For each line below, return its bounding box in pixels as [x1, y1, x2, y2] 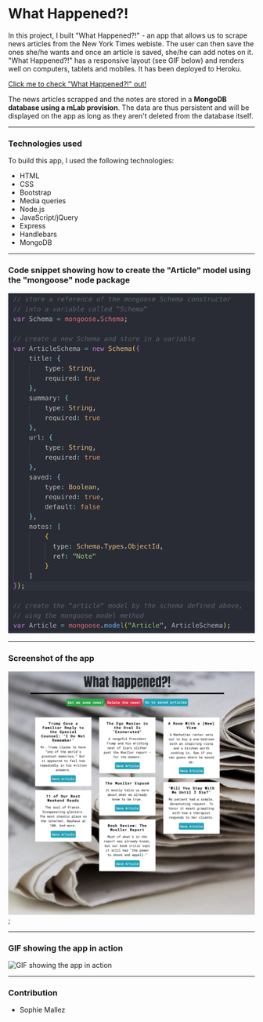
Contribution [8, 987, 58, 998]
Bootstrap [19, 188, 52, 197]
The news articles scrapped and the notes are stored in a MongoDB [8, 94, 227, 104]
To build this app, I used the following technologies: [8, 156, 175, 166]
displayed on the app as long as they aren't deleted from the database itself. [8, 111, 254, 120]
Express [19, 221, 46, 231]
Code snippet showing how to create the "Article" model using [8, 265, 251, 276]
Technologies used [8, 138, 82, 149]
